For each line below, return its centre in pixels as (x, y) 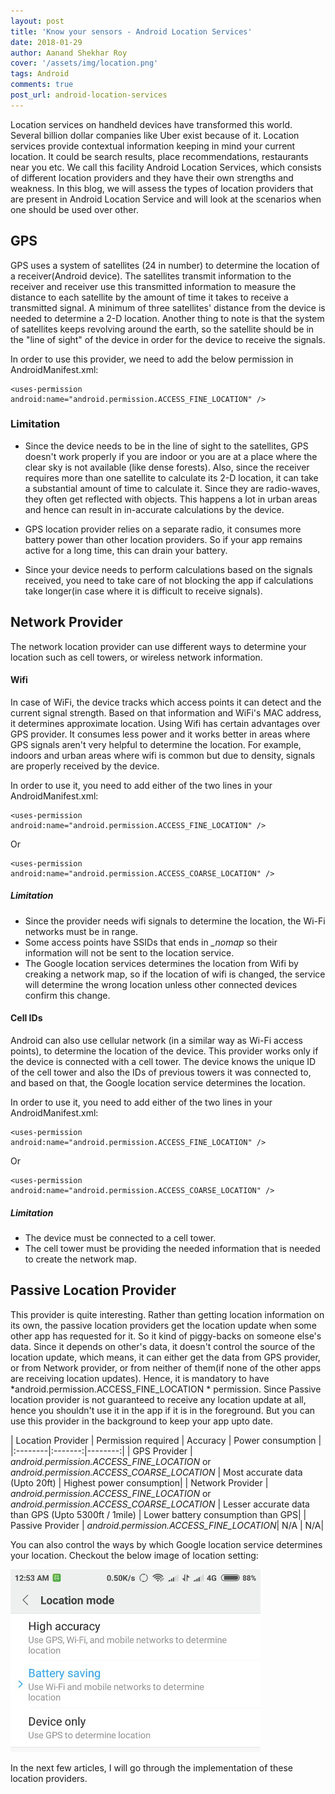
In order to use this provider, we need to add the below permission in (152, 359)
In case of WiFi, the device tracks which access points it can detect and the (166, 702)
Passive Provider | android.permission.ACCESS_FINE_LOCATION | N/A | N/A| (167, 1525)
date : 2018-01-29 (46, 42)
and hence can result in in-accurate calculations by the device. (154, 509)
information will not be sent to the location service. (129, 952)
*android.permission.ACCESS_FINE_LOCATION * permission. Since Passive (166, 1389)
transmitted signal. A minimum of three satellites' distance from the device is (168, 307)
